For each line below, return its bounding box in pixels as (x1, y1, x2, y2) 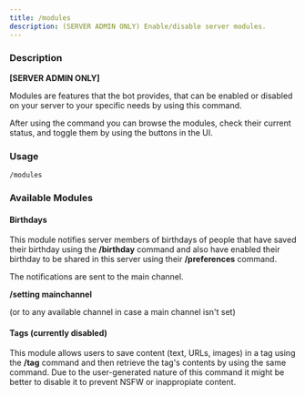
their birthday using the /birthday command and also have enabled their (9, 244, 280, 255)
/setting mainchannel (9, 289, 93, 300)
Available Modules (9, 192, 94, 205)
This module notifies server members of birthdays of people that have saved (9, 234, 297, 246)
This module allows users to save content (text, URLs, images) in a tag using (9, 348, 296, 359)
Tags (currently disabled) (9, 327, 107, 338)
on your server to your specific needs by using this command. (9, 99, 243, 110)
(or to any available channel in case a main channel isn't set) (9, 307, 237, 318)
